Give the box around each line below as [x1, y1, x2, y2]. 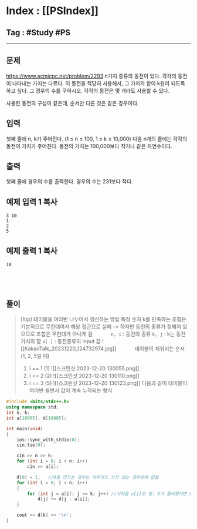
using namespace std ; [6, 404, 59, 410]
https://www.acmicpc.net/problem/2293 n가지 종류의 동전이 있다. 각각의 [6, 72, 177, 79]
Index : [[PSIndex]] [6, 4, 98, 18]
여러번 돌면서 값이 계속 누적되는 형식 [29, 387, 113, 394]
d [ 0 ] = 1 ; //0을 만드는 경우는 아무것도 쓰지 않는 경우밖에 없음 [16, 474, 159, 480]
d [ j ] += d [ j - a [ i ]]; [37, 496, 91, 502]
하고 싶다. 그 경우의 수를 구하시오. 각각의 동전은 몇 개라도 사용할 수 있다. [6, 87, 170, 94]
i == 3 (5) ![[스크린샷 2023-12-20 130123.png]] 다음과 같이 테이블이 [29, 380, 188, 387]
